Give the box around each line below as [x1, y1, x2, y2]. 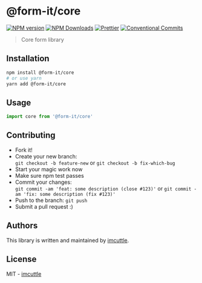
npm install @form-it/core [6, 70, 74, 76]
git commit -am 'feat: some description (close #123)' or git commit [15, 184, 192, 192]
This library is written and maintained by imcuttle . [6, 236, 129, 244]
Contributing [6, 130, 56, 140]
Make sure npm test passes [15, 172, 85, 179]
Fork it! [15, 146, 33, 154]
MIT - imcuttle [6, 270, 42, 278]
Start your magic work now [15, 165, 83, 173]
